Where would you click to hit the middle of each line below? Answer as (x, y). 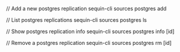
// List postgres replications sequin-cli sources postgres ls (76, 20)
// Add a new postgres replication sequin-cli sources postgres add (86, 9)
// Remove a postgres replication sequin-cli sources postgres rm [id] (89, 43)
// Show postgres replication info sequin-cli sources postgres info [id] (90, 31)
